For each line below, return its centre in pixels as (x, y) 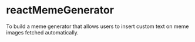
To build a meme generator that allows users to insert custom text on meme (97, 26)
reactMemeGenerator (60, 10)
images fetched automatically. (43, 32)
